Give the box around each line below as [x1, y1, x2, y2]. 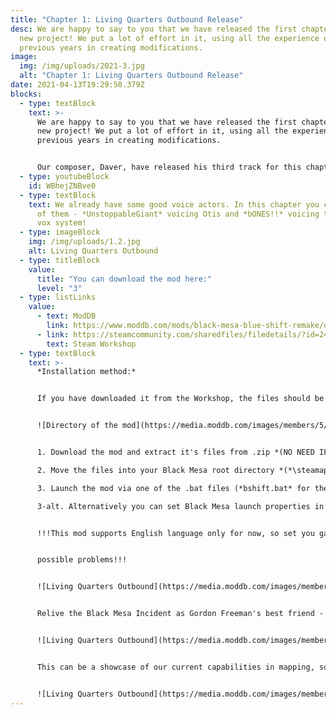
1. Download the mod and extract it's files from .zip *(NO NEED [36, 447, 315, 457]
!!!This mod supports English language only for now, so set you [36, 528, 315, 538]
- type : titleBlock [19, 255, 101, 265]
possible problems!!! [36, 555, 128, 565]
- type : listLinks [19, 292, 97, 303]
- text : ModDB [36, 311, 97, 321]
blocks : [10, 89, 43, 99]
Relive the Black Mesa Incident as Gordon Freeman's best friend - [36, 609, 325, 619]
